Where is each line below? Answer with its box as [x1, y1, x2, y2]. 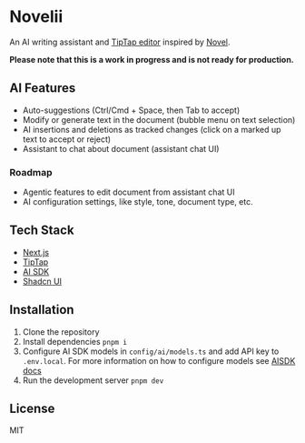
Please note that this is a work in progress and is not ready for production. [9, 54, 295, 65]
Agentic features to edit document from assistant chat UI [22, 186, 235, 197]
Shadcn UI [22, 276, 62, 287]
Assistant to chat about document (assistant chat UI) [22, 143, 220, 154]
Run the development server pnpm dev [22, 375, 164, 386]
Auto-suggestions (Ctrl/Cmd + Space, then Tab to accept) [22, 105, 241, 116]
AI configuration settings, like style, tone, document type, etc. [22, 196, 253, 207]
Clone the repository [22, 326, 100, 337]
